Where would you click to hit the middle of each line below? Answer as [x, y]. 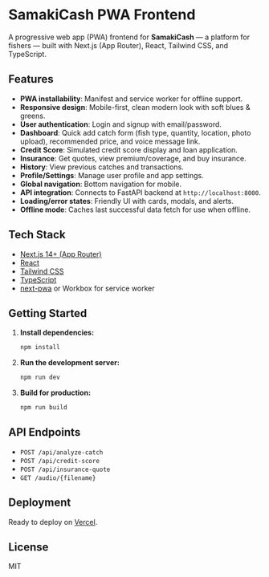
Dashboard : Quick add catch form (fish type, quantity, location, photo [135, 132]
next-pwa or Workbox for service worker [87, 288]
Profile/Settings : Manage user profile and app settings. [112, 175]
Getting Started [48, 313]
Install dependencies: [57, 333]
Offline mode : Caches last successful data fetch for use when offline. [135, 209]
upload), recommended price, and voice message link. [110, 141]
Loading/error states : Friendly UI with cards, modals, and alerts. [127, 201]
